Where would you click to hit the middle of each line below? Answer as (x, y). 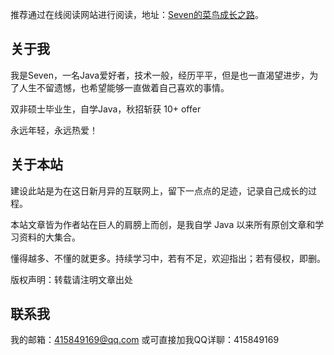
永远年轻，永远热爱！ (54, 130)
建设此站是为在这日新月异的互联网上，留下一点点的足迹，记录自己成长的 (159, 190)
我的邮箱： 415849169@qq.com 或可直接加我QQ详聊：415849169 (145, 340)
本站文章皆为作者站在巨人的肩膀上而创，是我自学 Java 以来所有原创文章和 (163, 224)
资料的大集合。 (49, 237)
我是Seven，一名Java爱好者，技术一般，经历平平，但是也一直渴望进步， (160, 75)
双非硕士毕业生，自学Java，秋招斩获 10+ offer (106, 109)
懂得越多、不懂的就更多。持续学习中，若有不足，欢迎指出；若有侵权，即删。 (168, 258)
